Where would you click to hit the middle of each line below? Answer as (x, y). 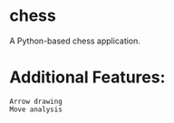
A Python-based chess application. (75, 41)
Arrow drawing (36, 101)
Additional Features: (87, 77)
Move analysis (36, 109)
